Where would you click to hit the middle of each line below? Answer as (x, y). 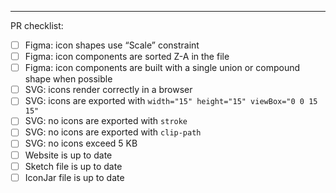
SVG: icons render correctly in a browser (108, 90)
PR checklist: (37, 25)
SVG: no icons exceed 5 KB (81, 143)
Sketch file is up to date (73, 166)
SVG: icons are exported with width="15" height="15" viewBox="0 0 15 (171, 101)
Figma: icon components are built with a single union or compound (162, 68)
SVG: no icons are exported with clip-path (113, 132)
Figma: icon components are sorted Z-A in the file (127, 57)
